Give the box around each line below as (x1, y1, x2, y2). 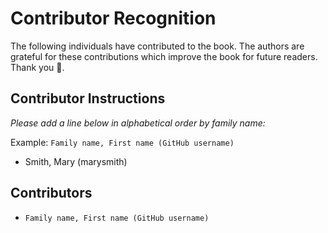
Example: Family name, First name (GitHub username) (10, 136, 235, 148)
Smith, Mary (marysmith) (24, 155, 128, 167)
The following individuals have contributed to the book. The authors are (10, 40, 305, 52)
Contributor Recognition (10, 7, 217, 30)
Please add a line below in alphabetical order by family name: (10, 117, 266, 129)
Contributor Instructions (10, 90, 166, 107)
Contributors (10, 185, 93, 202)
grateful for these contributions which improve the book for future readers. (10, 50, 318, 62)
